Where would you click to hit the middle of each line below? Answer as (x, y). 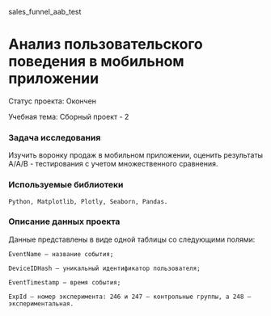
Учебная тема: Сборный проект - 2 (69, 116)
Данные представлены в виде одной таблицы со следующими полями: (132, 239)
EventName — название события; (61, 254)
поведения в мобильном (96, 62)
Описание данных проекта (64, 221)
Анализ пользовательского (106, 44)
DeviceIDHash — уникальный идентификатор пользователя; (104, 268)
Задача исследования (55, 137)
